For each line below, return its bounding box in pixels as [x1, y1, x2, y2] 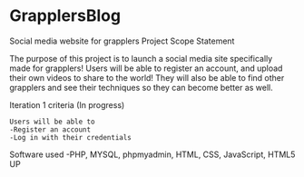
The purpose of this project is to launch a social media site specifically [9, 53, 273, 64]
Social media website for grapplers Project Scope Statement [9, 35, 235, 46]
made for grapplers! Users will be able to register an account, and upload [9, 63, 283, 74]
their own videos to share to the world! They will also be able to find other [9, 72, 285, 83]
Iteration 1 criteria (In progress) [9, 99, 125, 110]
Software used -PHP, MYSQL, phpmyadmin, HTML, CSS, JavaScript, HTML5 [9, 149, 296, 160]
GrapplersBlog [9, 5, 121, 26]
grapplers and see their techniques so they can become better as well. [9, 82, 274, 93]
